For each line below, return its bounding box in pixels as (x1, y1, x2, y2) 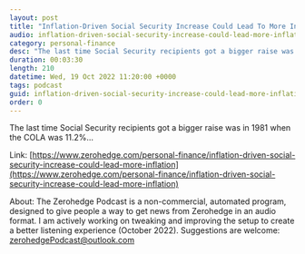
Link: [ (9, 150, 34, 161)
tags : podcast (9, 81, 64, 90)
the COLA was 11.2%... (9, 132, 93, 143)
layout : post (9, 13, 59, 23)
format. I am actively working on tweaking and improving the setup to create (9, 215, 295, 227)
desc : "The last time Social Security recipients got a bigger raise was (9, 47, 295, 56)
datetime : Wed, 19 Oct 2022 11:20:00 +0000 (9, 73, 177, 82)
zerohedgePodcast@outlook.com (9, 235, 135, 246)
